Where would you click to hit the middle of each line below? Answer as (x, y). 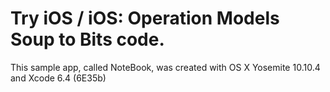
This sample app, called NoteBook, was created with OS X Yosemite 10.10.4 (165, 67)
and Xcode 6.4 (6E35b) (58, 78)
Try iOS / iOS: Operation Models (145, 18)
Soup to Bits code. (87, 39)
